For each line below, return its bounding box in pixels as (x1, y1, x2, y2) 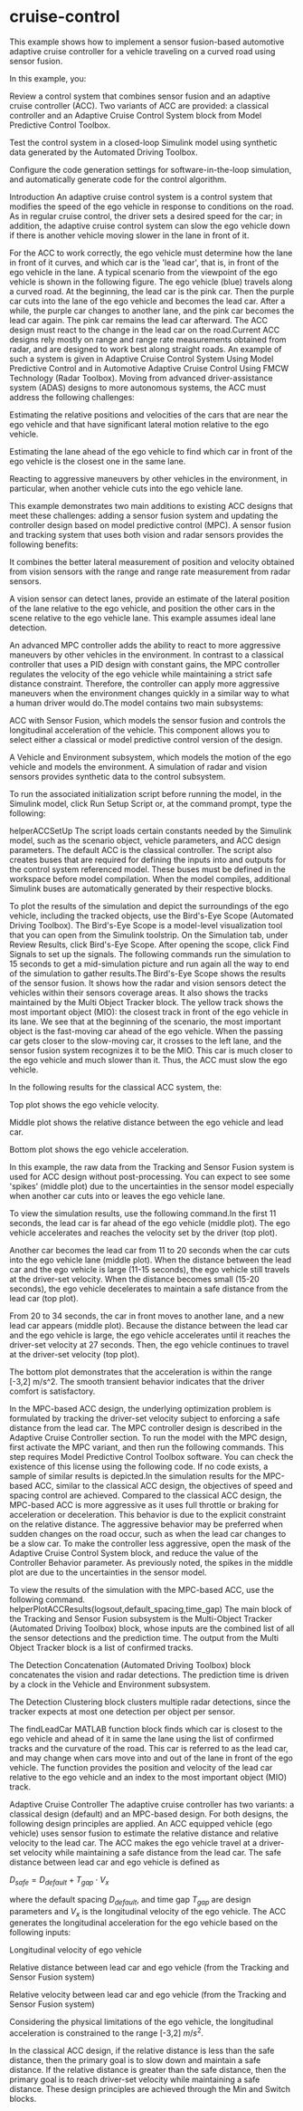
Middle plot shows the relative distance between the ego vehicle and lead (9, 1117, 284, 1127)
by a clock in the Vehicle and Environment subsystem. (9, 1678, 211, 1690)
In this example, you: (9, 72, 87, 83)
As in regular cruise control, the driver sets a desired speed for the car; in (9, 210, 283, 221)
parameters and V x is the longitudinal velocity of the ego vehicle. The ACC (9, 1905, 287, 1919)
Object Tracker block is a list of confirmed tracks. (9, 1642, 194, 1653)
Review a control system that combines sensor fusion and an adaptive (9, 91, 271, 101)
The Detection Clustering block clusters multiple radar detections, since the (9, 1696, 291, 1707)
